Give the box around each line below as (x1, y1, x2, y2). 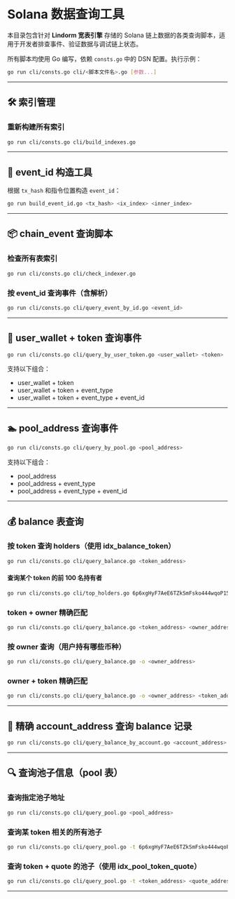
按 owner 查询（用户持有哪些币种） (7, 642, 126, 651)
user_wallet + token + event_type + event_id (17, 393, 145, 402)
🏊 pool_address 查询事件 (7, 422, 119, 434)
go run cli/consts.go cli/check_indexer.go (7, 270, 136, 277)
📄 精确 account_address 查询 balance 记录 (7, 720, 192, 732)
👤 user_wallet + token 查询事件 (7, 332, 142, 344)
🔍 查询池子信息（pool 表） (7, 767, 123, 779)
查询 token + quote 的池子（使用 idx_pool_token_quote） (7, 861, 201, 871)
